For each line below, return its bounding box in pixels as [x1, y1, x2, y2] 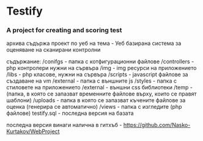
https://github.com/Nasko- [123, 122, 191, 129]
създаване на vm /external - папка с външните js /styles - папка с [6, 77, 177, 84]
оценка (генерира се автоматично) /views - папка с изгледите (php [6, 103, 182, 111]
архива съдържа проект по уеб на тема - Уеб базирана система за [6, 40, 182, 47]
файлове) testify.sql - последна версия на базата [6, 109, 134, 117]
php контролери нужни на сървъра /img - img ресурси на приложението [6, 64, 197, 72]
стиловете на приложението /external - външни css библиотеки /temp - [6, 84, 193, 91]
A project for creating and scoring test [6, 26, 122, 35]
